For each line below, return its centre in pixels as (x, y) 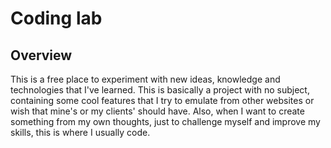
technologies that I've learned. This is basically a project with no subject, (160, 90)
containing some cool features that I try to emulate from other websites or (162, 100)
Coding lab (56, 18)
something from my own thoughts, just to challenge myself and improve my (165, 121)
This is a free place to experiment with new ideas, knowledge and (145, 79)
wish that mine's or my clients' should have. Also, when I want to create (157, 111)
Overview (41, 55)
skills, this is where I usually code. (80, 132)
